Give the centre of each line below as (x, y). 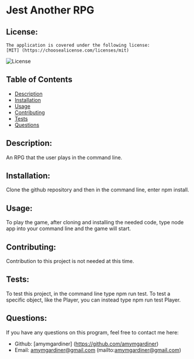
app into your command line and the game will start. (69, 228)
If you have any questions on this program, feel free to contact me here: (93, 332)
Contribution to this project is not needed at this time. (70, 261)
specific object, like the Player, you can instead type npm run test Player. (93, 300)
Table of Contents (39, 80)
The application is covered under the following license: (78, 45)
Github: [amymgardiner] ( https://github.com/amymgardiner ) (86, 344)
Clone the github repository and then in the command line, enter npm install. (98, 190)
